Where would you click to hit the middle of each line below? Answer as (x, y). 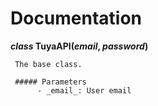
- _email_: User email (84, 90)
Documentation (76, 18)
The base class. (48, 64)
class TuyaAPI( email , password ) (79, 46)
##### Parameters (50, 82)
